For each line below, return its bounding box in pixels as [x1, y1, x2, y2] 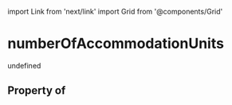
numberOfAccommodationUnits [7, 35, 225, 52]
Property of [7, 84, 66, 98]
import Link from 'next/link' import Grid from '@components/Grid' [7, 7, 223, 16]
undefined [7, 60, 41, 70]
